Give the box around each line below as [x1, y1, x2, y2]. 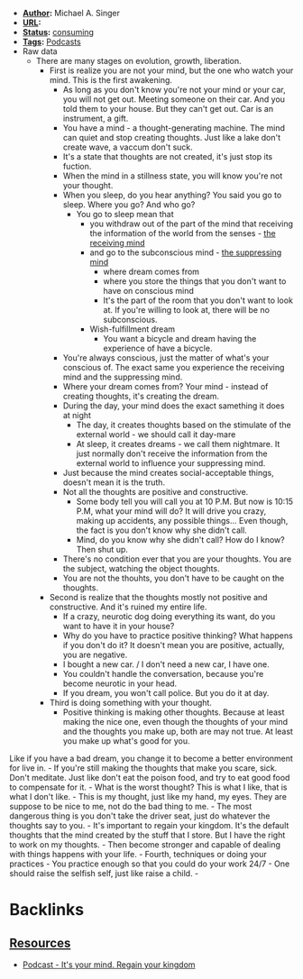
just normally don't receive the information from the [76, 448, 268, 459]
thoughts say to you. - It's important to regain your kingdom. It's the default [9, 820, 289, 830]
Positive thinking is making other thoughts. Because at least [62, 707, 285, 718]
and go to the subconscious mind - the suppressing [89, 247, 282, 258]
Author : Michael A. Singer [22, 8, 120, 18]
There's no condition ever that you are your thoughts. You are [62, 554, 292, 564]
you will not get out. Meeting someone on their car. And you [62, 94, 286, 105]
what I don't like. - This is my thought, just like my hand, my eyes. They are [9, 791, 287, 801]
